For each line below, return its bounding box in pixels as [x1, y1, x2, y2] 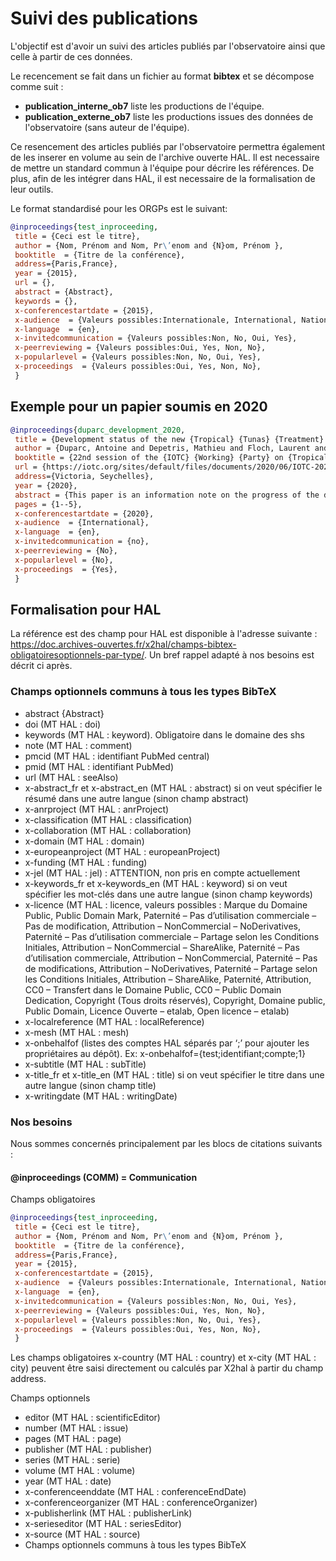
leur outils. [10, 183, 54, 195]
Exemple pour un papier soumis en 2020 [10, 398, 268, 416]
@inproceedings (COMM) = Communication [10, 1171, 198, 1183]
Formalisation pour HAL [10, 601, 162, 618]
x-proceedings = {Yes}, [14, 564, 118, 574]
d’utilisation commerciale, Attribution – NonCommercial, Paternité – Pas [24, 952, 318, 964]
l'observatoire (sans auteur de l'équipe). [24, 121, 190, 133]
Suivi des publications [10, 7, 199, 30]
